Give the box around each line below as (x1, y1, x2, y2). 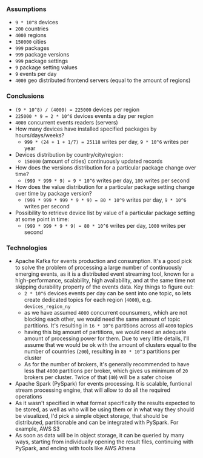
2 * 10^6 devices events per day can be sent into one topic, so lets (24, 289, 191, 296)
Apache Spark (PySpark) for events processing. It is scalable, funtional (15, 380, 192, 387)
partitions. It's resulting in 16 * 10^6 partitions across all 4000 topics (24, 321, 193, 329)
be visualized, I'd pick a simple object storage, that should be (15, 412, 168, 419)
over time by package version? (15, 190, 92, 197)
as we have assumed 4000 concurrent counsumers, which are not (24, 309, 188, 316)
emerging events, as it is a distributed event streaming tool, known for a (15, 270, 194, 278)
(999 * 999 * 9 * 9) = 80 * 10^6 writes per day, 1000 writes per (24, 222, 186, 229)
